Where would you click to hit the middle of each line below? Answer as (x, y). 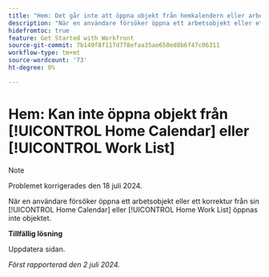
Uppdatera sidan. (37, 249)
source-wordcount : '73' (48, 61)
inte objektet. (30, 218)
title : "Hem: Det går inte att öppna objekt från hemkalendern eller (127, 16)
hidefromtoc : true (39, 30)
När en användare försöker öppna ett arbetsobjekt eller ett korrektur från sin (134, 201)
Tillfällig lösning (35, 233)
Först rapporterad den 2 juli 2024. (64, 264)
